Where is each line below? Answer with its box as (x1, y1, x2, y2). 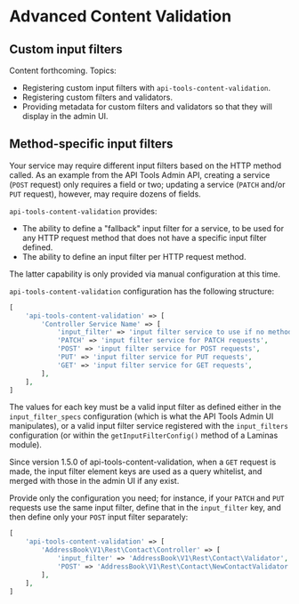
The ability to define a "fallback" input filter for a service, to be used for (21, 222, 285, 233)
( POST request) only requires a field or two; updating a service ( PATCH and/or (9, 179, 286, 189)
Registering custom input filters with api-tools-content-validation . (21, 83, 271, 93)
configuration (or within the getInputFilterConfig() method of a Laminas (9, 430, 279, 441)
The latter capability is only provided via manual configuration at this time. (9, 269, 281, 279)
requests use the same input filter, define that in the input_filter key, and (9, 503, 282, 513)
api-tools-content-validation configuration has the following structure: (9, 286, 274, 296)
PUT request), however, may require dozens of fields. (9, 189, 202, 199)
